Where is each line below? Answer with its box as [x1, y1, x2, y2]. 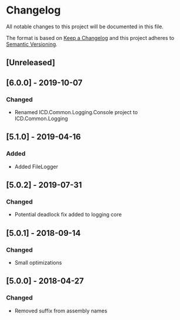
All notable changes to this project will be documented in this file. [6, 23, 164, 30]
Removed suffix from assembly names [14, 307, 107, 314]
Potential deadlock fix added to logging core [14, 211, 122, 218]
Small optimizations [14, 259, 62, 266]
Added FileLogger [14, 163, 59, 170]
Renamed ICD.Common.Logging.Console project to [14, 109, 138, 116]
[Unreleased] [6, 58, 56, 68]
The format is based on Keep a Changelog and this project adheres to [6, 34, 175, 41]
